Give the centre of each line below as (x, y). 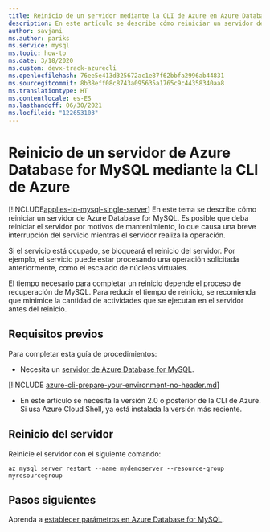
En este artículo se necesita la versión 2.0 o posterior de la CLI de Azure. (140, 400)
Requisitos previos (56, 334)
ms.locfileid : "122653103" (53, 113)
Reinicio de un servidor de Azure (119, 153)
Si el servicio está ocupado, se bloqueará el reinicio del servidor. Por (122, 250)
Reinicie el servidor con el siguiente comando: (85, 454)
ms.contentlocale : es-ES (50, 98)
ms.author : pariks (39, 38)
